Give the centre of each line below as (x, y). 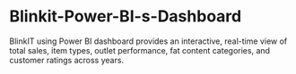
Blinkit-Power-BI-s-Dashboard (126, 16)
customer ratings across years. (66, 60)
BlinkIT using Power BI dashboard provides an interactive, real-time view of (148, 41)
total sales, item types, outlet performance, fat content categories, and (140, 50)
